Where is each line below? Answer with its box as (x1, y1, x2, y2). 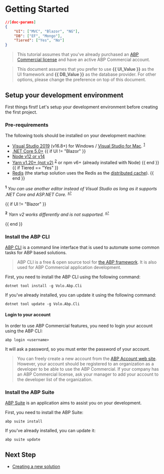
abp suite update (5, 437, 41, 442)
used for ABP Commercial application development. (17, 264, 121, 270)
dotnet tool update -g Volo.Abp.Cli (5, 301, 80, 306)
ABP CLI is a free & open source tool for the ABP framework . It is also (17, 259, 157, 265)
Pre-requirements (5, 121, 49, 128)
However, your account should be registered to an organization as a (17, 361, 154, 367)
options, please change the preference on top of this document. (17, 77, 146, 83)
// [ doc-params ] (5, 20, 36, 25)
